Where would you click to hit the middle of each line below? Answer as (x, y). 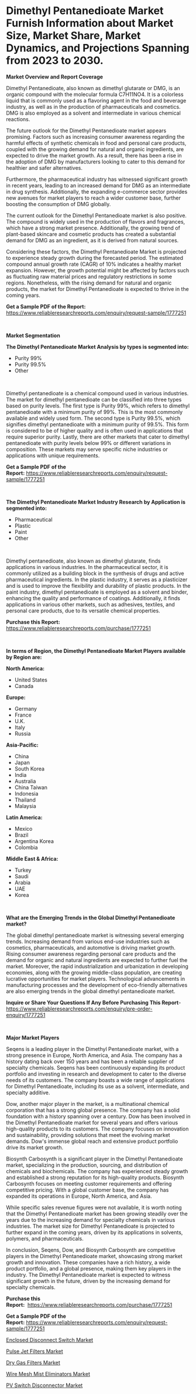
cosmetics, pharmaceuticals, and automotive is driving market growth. (91, 947)
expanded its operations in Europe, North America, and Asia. (79, 1196)
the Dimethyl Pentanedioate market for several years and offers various (92, 1122)
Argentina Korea (34, 841)
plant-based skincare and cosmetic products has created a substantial (91, 234)
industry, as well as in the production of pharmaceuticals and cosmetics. (93, 107)
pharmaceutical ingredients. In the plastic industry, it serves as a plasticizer (97, 579)
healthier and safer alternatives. (44, 167)
